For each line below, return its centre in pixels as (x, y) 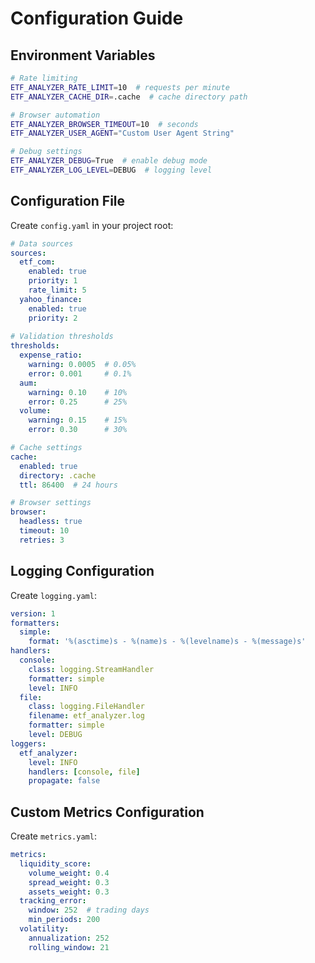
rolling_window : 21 (69, 947)
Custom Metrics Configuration (107, 812)
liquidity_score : (55, 863)
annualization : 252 (69, 938)
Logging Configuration (82, 571)
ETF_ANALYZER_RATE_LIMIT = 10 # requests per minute (120, 87)
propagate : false (64, 781)
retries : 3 (42, 540)
